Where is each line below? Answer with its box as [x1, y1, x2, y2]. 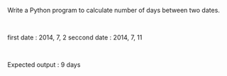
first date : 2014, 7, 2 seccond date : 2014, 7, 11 [7, 33, 143, 42]
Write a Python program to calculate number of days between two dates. [7, 6, 220, 14]
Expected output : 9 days [7, 61, 81, 69]
